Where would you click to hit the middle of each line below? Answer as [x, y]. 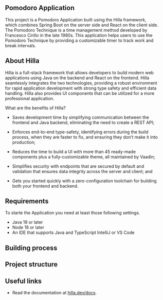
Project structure [31, 265]
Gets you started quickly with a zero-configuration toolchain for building [84, 181]
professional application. [30, 98]
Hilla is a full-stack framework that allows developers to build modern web [80, 72]
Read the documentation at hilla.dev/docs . [54, 293]
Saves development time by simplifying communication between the [81, 117]
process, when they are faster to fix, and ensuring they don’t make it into [85, 137]
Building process [31, 248]
